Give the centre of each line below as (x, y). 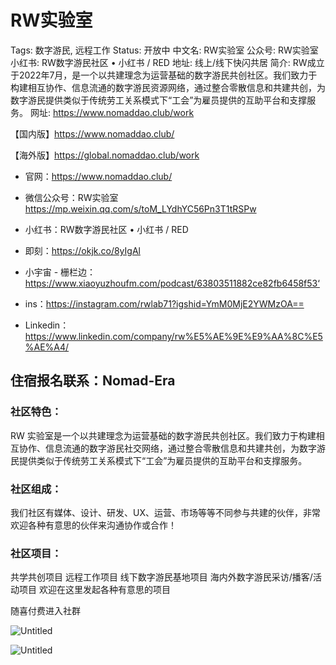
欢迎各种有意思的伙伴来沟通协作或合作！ (93, 525)
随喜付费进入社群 (45, 611)
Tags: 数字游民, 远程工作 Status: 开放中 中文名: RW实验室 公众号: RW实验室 (164, 50)
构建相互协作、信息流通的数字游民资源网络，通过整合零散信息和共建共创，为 (168, 87)
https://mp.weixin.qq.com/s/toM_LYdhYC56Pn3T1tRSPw (140, 208)
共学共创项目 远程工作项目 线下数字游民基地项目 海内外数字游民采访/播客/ (161, 577)
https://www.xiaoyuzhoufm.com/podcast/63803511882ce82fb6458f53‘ (172, 283)
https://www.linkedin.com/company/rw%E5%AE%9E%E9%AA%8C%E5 (173, 336)
